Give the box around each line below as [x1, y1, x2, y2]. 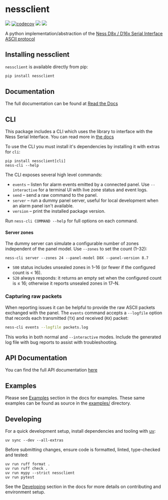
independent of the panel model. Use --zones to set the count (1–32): [5, 246, 147, 252]
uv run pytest [5, 475, 35, 480]
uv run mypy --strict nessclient [5, 470, 75, 475]
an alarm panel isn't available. [12, 203, 74, 209]
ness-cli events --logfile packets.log [5, 325, 88, 330]
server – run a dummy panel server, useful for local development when [12, 197, 158, 204]
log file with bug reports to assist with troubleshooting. [5, 339, 117, 345]
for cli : [5, 149, 20, 155]
